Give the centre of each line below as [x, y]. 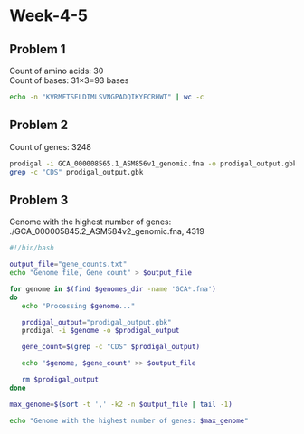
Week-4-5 [49, 16]
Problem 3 [39, 200]
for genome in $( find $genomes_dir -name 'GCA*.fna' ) [113, 289]
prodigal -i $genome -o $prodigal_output [100, 331]
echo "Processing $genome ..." [78, 306]
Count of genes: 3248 [51, 146]
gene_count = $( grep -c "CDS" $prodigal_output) [111, 347]
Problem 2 [39, 125]
